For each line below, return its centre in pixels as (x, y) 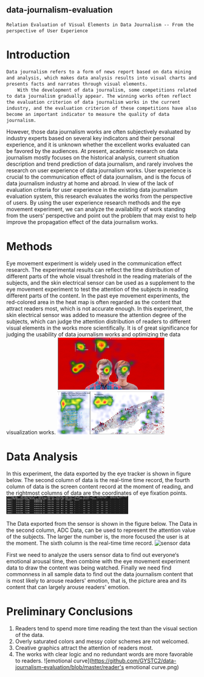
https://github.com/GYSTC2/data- (134, 661)
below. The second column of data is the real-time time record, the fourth (98, 480)
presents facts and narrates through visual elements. (77, 84)
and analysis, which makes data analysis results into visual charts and (102, 78)
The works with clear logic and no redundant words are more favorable (104, 654)
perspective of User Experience (47, 31)
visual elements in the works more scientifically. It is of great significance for (102, 328)
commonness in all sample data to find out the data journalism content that (100, 574)
